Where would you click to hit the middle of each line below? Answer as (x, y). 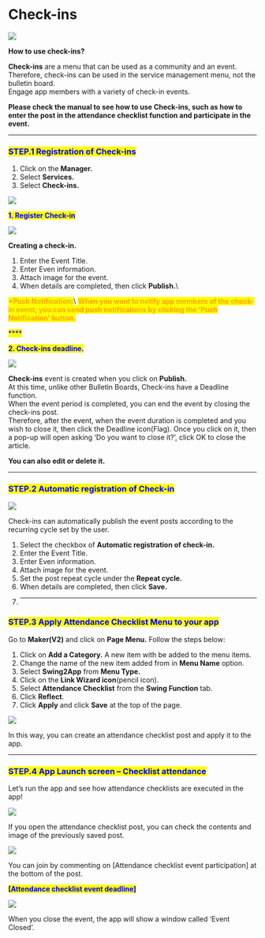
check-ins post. (34, 413)
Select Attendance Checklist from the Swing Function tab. (116, 688)
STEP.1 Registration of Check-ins (72, 151)
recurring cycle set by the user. (59, 529)
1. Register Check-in (42, 215)
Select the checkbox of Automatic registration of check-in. (117, 544)
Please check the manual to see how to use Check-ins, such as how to (125, 107)
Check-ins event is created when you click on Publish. (98, 379)
